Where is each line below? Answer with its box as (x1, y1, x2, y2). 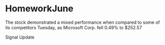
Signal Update (5, 34, 35, 40)
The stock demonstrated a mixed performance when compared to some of (5, 19, 160, 25)
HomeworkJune (5, 3, 74, 14)
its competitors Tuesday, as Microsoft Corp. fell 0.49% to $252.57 (5, 24, 142, 30)
